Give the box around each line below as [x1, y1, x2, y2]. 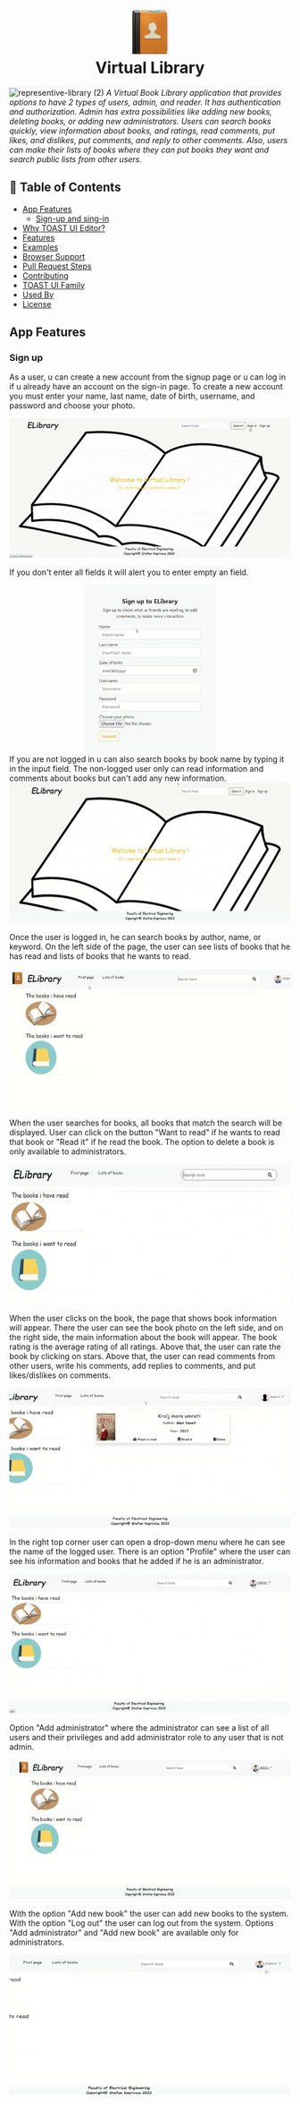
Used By [21, 289, 54, 300]
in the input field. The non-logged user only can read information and [9, 764, 264, 774]
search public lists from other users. [9, 153, 143, 165]
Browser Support [21, 251, 86, 261]
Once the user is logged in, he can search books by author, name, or [9, 932, 262, 943]
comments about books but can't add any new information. [9, 773, 227, 783]
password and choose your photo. [9, 400, 136, 411]
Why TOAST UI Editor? [21, 222, 105, 233]
